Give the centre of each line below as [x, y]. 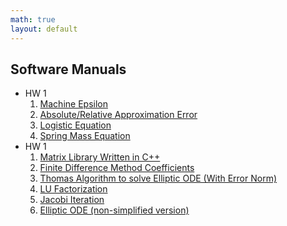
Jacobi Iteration [72, 200]
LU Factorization [73, 189]
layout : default [44, 29]
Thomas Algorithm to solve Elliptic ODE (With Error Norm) [158, 178]
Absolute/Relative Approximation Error [118, 115]
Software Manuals [68, 69]
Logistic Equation [75, 125]
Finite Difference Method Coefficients [117, 168]
